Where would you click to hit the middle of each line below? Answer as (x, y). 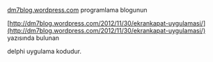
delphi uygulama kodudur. (45, 51)
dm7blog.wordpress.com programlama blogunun (77, 10)
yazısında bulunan (33, 38)
